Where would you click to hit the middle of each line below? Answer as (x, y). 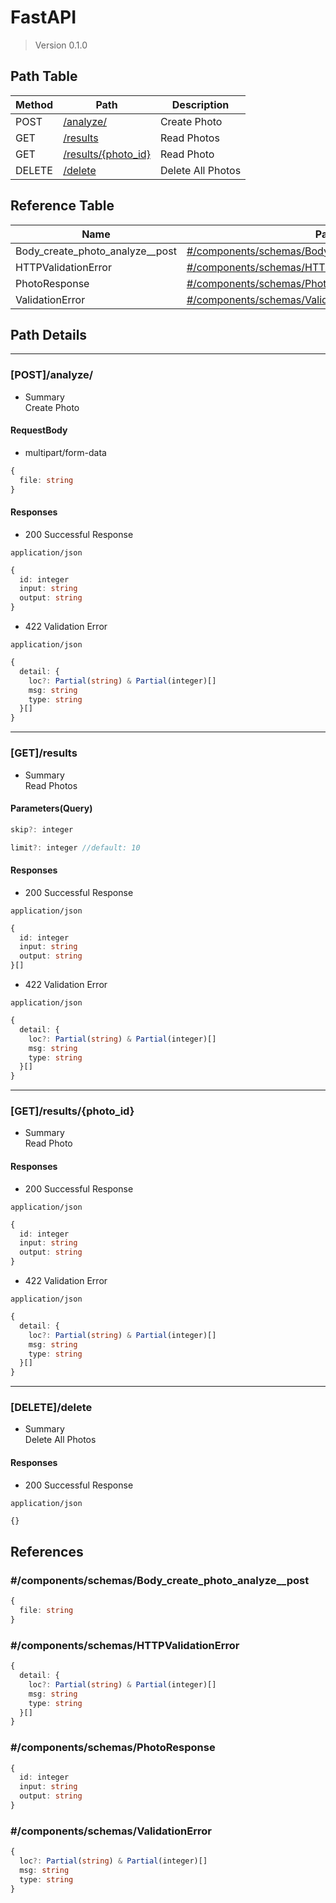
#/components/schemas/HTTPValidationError (125, 1645)
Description (200, 104)
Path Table (44, 76)
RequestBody (39, 430)
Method (34, 104)
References (47, 1551)
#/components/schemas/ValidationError (111, 1831)
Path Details (49, 334)
